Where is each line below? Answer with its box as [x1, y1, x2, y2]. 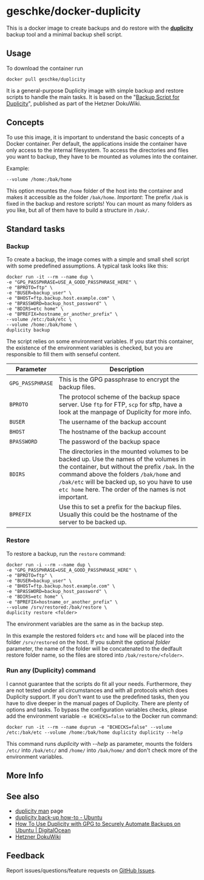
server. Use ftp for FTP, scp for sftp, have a [58, 401, 183, 409]
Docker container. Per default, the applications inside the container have [6, 140, 187, 147]
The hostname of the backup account [58, 428, 166, 436]
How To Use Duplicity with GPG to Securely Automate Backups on [15, 821, 181, 828]
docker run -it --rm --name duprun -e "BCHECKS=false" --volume [6, 724, 172, 730]
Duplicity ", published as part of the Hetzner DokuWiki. [6, 100, 141, 107]
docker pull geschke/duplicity [6, 76, 86, 83]
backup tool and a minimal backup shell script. [6, 30, 123, 38]
